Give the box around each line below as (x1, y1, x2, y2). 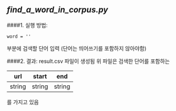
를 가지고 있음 (7, 98, 40, 106)
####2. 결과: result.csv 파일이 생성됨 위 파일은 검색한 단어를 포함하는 (7, 57, 170, 65)
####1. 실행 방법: (7, 21, 48, 29)
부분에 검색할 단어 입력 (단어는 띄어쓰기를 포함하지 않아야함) (7, 44, 147, 52)
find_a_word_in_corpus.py (7, 5, 108, 15)
